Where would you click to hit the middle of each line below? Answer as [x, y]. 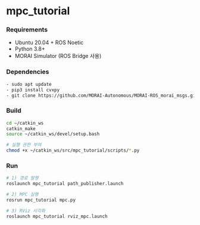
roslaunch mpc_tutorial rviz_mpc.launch [57, 216]
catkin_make [21, 129]
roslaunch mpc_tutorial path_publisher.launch [65, 184]
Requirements [27, 30]
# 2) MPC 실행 [22, 195]
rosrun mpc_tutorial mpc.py [41, 200]
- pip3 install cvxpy [33, 90]
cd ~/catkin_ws [25, 123]
